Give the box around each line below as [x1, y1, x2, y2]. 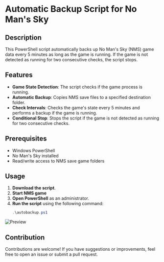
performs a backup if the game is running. [12, 110, 97, 116]
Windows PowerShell [12, 147, 55, 153]
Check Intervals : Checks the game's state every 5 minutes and [12, 104, 141, 111]
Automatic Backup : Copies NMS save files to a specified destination [12, 94, 151, 100]
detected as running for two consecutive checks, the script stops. [5, 57, 138, 62]
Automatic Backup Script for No [5, 3, 137, 15]
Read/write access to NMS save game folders [12, 158, 105, 164]
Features [5, 71, 33, 79]
